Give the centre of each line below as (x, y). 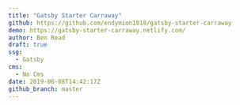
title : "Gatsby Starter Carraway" (65, 15)
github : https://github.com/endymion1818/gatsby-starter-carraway (120, 23)
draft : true (28, 45)
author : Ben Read (37, 37)
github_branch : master (46, 89)
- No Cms (30, 74)
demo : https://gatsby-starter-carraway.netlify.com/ (97, 30)
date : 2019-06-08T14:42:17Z (55, 81)
